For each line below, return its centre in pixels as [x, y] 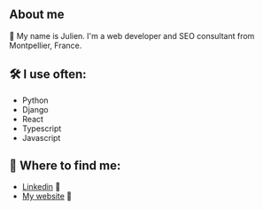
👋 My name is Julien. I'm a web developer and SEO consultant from [132, 35]
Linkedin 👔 [41, 187]
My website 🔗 [47, 196]
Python [35, 100]
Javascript [41, 137]
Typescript [42, 128]
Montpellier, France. [46, 45]
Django [35, 109]
